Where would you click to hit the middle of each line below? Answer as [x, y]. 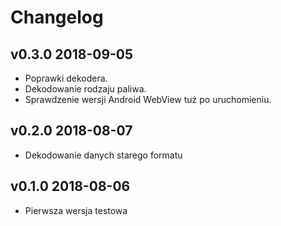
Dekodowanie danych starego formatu [103, 155]
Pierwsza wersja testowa [76, 210]
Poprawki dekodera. [66, 78]
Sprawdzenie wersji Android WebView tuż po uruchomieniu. [148, 99]
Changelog [57, 17]
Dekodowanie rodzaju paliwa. [85, 89]
